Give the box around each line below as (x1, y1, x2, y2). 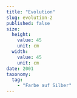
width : (12, 49, 28, 55)
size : (6, 26, 20, 32)
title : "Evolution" (6, 9, 56, 15)
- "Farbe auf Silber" (17, 83, 72, 89)
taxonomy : (6, 71, 32, 77)
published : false (6, 20, 50, 26)
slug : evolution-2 (6, 15, 53, 21)
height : (12, 32, 32, 38)
